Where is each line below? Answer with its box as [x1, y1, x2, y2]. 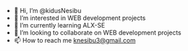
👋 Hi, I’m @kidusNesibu [13, 7, 82, 14]
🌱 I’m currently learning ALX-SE [13, 21, 106, 29]
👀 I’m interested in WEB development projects [13, 14, 146, 22]
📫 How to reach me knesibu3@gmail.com [13, 37, 136, 44]
